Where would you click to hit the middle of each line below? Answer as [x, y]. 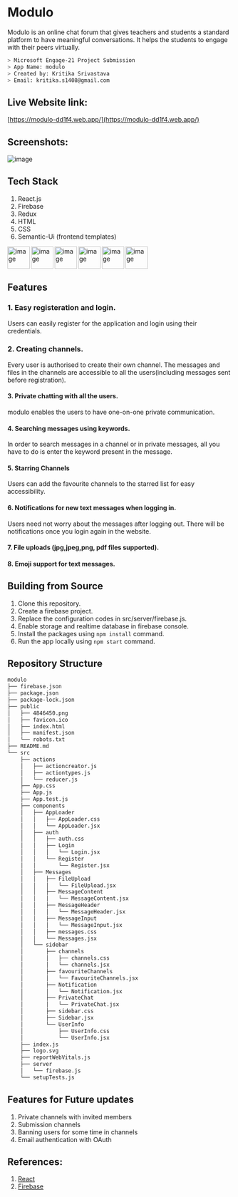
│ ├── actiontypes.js [56, 773]
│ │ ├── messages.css [59, 932]
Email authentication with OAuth [64, 1139]
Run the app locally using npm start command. [86, 641]
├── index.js [40, 1045]
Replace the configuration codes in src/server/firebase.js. [102, 618]
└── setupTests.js [47, 1077]
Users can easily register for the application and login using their [102, 323]
